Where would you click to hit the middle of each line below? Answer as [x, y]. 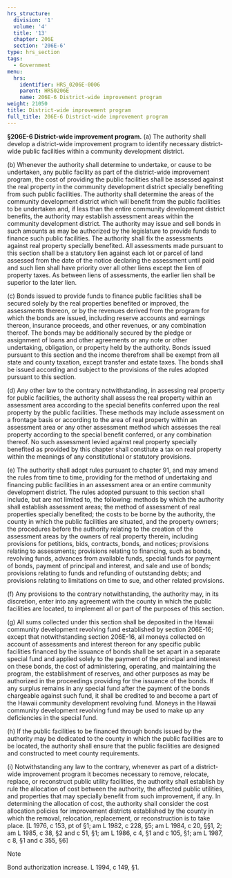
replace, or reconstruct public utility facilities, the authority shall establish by [116, 781]
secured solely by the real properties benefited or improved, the [98, 303]
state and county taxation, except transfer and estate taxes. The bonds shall [115, 362]
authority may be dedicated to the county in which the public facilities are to [115, 738]
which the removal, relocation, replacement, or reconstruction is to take [109, 818]
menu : [15, 71]
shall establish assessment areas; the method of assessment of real [104, 507]
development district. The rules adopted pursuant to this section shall [106, 492]
